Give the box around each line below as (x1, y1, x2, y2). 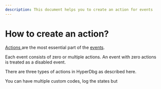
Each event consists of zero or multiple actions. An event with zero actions (5, 54, 157, 60)
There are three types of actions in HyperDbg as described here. (5, 68, 137, 74)
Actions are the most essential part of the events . (5, 44, 105, 50)
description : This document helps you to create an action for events (5, 7, 153, 12)
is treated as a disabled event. (5, 59, 66, 65)
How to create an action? (5, 28, 109, 39)
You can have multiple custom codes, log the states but (5, 78, 118, 84)
